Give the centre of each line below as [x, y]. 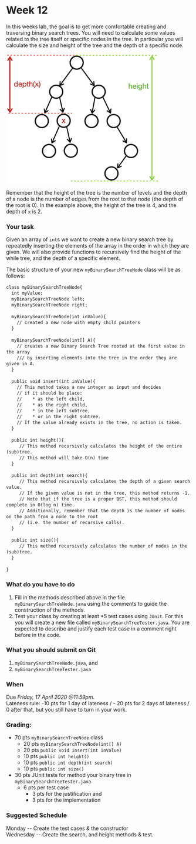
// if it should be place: [50, 393]
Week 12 [27, 10]
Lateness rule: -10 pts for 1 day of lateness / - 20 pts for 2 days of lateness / [98, 703]
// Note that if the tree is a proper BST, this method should [98, 499]
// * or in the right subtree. [59, 417]
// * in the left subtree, [54, 411]
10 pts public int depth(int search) [68, 763]
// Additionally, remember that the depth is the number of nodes [102, 511]
